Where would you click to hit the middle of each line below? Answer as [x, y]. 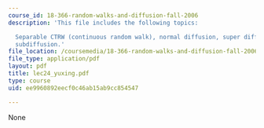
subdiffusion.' [40, 44]
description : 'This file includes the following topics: [103, 23]
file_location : [33, 52]
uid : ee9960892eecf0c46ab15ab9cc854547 [73, 88]
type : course [29, 80]
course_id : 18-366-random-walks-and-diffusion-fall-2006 [103, 15]
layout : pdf [27, 66]
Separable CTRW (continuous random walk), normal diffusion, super [128, 37]
